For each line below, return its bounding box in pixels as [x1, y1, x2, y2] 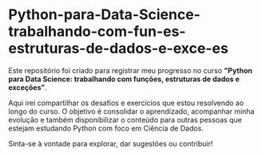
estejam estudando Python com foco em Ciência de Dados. [8, 123, 204, 133]
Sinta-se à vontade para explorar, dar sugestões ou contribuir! [8, 138, 213, 148]
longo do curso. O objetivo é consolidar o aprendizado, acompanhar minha [8, 106, 255, 116]
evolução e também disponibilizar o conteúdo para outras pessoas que [8, 115, 242, 124]
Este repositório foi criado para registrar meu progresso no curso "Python [8, 65, 253, 75]
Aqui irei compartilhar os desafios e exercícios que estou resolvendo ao [8, 98, 244, 107]
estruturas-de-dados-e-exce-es [8, 40, 229, 57]
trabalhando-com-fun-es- [8, 22, 186, 41]
